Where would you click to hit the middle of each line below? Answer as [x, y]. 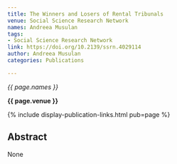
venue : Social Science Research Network [68, 21]
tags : [15, 34]
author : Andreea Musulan [44, 54]
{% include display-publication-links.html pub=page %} [89, 114]
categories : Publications [45, 61]
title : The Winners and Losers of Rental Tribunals [85, 14]
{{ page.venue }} [33, 101]
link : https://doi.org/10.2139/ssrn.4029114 [74, 47]
